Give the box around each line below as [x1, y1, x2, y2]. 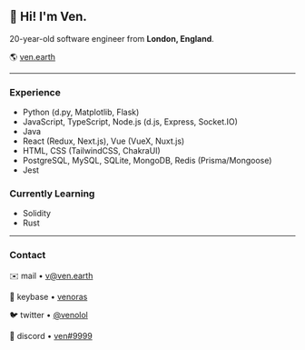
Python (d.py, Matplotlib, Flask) [22, 106, 140, 118]
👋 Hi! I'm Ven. [9, 9, 88, 25]
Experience [9, 85, 61, 98]
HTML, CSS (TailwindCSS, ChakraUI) [22, 145, 161, 156]
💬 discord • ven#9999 [9, 330, 93, 341]
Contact [9, 249, 46, 262]
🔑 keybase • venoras [9, 291, 88, 302]
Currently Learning [9, 187, 95, 200]
